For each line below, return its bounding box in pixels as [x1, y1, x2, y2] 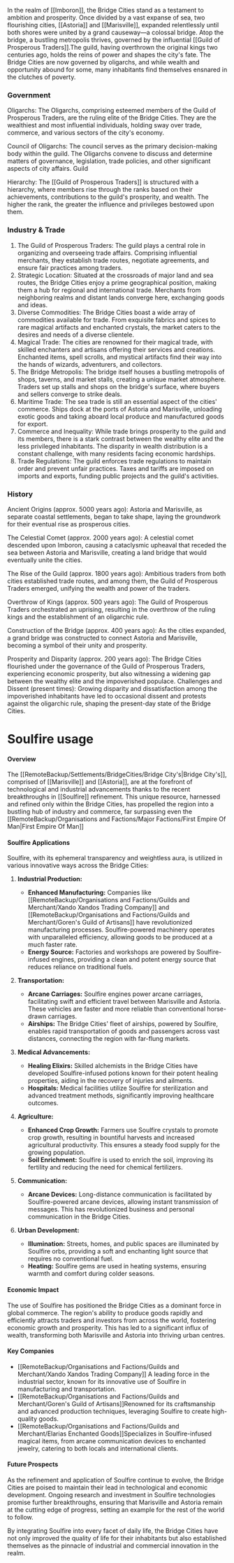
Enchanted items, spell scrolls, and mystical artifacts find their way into [17, 353, 222, 361]
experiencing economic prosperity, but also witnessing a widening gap [7, 669, 211, 678]
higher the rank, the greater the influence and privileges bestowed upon [7, 200, 214, 209]
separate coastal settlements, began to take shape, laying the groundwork [7, 512, 221, 521]
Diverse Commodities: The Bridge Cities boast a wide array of [17, 308, 196, 316]
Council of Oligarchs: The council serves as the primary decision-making [7, 142, 218, 150]
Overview [7, 755, 36, 763]
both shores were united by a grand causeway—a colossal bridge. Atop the [7, 28, 224, 36]
